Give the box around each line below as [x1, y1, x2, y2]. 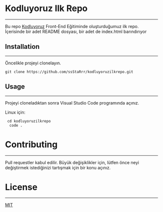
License [5, 182, 38, 193]
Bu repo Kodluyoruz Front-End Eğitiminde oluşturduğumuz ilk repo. [5, 23, 139, 29]
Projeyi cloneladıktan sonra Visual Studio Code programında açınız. [5, 100, 139, 106]
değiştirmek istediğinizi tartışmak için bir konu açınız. [5, 165, 111, 170]
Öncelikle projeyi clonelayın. [5, 60, 62, 66]
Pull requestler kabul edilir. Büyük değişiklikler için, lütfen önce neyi [5, 159, 139, 165]
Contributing [5, 139, 58, 150]
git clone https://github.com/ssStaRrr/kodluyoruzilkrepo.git [5, 69, 133, 74]
